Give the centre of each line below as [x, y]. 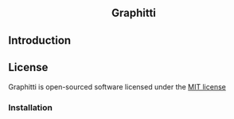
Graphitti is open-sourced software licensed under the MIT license [117, 86]
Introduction [40, 40]
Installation [31, 107]
